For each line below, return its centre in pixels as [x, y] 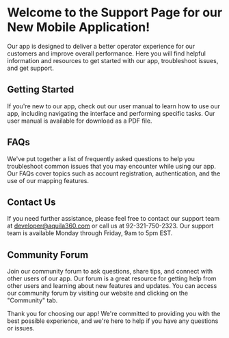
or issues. [21, 328]
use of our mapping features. [48, 180]
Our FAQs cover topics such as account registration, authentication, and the [114, 173]
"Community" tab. [32, 300]
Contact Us [31, 202]
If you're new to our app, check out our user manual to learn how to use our [114, 106]
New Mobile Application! [79, 27]
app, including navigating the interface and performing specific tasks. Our [111, 113]
